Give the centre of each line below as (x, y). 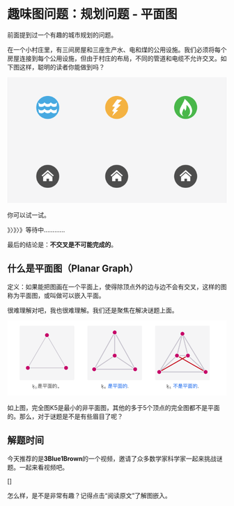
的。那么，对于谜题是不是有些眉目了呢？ (65, 417)
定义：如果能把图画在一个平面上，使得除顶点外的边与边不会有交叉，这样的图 (117, 287)
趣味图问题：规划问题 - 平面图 (92, 14)
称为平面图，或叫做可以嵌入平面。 (56, 295)
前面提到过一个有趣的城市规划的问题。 (62, 35)
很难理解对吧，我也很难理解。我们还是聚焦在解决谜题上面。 (93, 310)
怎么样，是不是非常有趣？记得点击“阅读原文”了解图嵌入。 (89, 496)
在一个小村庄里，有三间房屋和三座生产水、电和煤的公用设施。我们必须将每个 (117, 49)
